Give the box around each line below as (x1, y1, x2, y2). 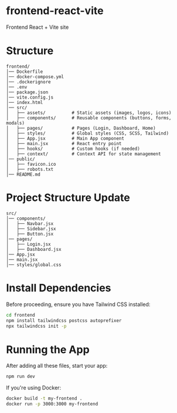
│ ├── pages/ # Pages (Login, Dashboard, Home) (6, 125, 156, 131)
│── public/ (6, 156, 35, 162)
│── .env (6, 84, 28, 90)
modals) (6, 120, 25, 126)
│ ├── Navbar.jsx (6, 220, 54, 227)
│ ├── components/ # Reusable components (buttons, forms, (6, 115, 172, 121)
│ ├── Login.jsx (6, 241, 51, 247)
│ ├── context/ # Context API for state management (6, 151, 161, 157)
